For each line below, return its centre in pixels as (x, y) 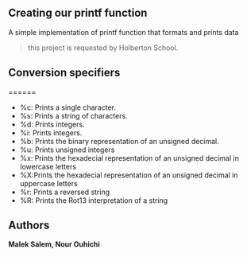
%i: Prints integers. (51, 132)
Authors (29, 226)
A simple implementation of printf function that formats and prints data (123, 32)
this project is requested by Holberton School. (103, 48)
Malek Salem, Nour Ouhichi (54, 244)
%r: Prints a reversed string (65, 192)
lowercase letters (48, 166)
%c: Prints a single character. (68, 107)
